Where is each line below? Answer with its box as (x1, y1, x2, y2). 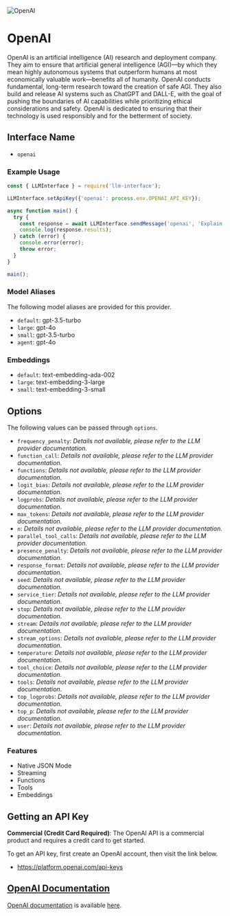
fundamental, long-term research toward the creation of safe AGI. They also (7, 82, 222, 91)
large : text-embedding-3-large (16, 378, 105, 386)
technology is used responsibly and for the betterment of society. (7, 111, 192, 120)
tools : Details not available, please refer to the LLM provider (16, 678, 189, 686)
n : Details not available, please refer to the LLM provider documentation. (16, 524, 223, 533)
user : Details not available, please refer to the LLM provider (16, 722, 186, 730)
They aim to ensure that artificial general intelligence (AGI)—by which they (7, 60, 218, 69)
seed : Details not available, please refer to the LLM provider (16, 575, 186, 583)
